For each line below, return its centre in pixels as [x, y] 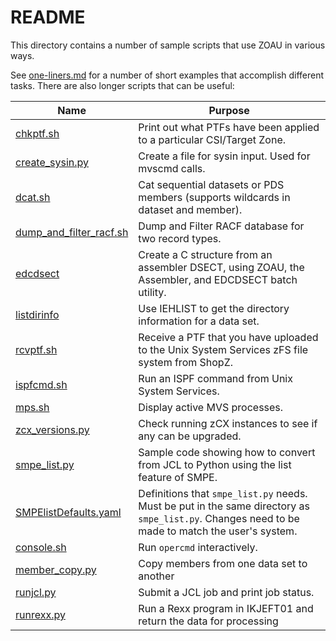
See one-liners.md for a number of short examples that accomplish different [167, 75]
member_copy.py [56, 569]
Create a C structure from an [205, 254]
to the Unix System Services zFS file [223, 349]
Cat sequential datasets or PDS [211, 184]
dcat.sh [33, 197]
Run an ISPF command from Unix [215, 378]
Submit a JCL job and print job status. [226, 592]
